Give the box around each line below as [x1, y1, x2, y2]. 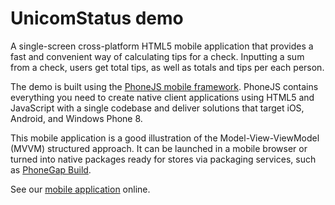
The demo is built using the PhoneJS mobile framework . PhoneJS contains [10, 80, 319, 92]
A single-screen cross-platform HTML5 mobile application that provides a [10, 40, 314, 52]
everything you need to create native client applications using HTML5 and [10, 91, 315, 103]
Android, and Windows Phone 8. [10, 112, 143, 124]
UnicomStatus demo [10, 7, 184, 30]
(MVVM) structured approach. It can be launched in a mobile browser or [10, 142, 308, 154]
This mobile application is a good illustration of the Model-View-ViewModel [10, 132, 320, 144]
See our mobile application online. [10, 183, 151, 195]
